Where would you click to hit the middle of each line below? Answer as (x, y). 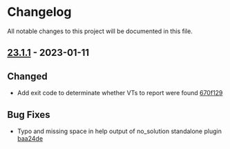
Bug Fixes (29, 115)
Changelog (39, 12)
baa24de (30, 138)
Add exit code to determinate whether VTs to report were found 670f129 (120, 93)
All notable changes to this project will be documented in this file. (100, 31)
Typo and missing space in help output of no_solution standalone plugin (119, 131)
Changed (27, 76)
